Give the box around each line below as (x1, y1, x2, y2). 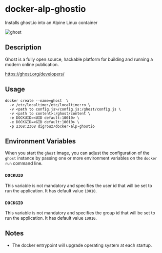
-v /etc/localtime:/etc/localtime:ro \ (9, 102, 91, 107)
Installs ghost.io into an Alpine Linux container (5, 20, 98, 25)
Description (5, 43, 41, 52)
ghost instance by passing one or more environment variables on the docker (5, 155, 158, 161)
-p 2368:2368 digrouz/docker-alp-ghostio (9, 124, 95, 129)
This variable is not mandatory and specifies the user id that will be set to (5, 183, 152, 188)
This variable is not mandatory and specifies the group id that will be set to (5, 209, 155, 216)
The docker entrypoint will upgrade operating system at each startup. (12, 242, 152, 248)
